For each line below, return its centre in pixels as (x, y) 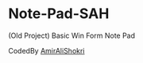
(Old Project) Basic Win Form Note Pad (72, 35)
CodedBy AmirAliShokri (46, 50)
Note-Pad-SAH (59, 14)
